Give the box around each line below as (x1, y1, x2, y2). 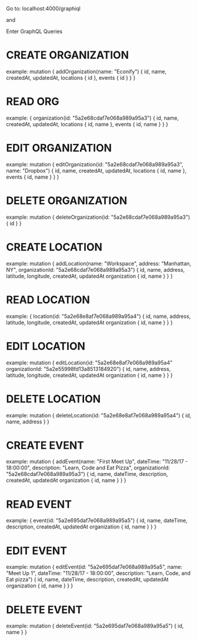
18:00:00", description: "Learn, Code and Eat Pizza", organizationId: (6, 464, 171, 471)
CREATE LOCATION (6, 240, 103, 254)
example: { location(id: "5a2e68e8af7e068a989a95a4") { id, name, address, (6, 313, 191, 320)
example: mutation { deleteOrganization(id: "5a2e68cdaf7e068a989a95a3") (6, 213, 191, 221)
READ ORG (6, 95, 60, 109)
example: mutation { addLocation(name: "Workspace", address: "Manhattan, (6, 259, 192, 267)
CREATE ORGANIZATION (6, 48, 129, 62)
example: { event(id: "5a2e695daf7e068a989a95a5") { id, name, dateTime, (6, 517, 188, 524)
